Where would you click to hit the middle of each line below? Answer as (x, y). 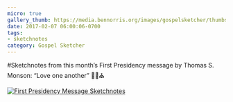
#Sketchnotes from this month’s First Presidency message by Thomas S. (111, 65)
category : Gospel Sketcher (46, 45)
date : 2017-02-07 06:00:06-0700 (54, 26)
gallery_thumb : (29, 20)
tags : (15, 33)
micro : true (24, 13)
